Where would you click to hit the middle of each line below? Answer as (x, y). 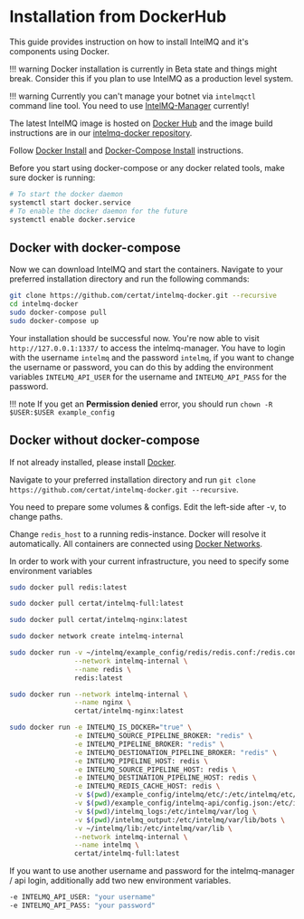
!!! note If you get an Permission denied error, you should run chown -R (141, 404)
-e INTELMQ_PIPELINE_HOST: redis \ (141, 761)
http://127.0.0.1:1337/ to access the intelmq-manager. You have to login (147, 348)
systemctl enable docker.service (72, 219)
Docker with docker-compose (95, 248)
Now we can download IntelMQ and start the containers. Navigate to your (146, 270)
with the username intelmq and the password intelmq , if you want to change (152, 357)
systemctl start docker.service (70, 202)
